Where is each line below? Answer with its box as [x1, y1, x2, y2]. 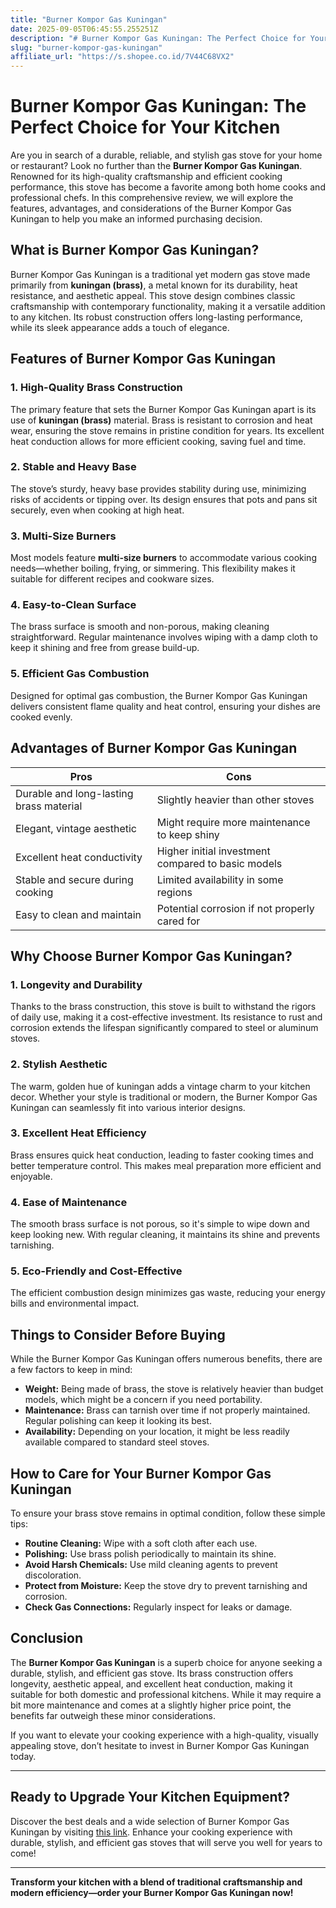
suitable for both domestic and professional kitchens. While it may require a [10, 1688, 322, 1700]
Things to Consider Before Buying [10, 1326, 226, 1343]
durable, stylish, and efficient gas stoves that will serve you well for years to [10, 1836, 323, 1848]
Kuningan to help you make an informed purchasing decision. [10, 213, 263, 225]
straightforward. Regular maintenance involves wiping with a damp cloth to [10, 631, 318, 643]
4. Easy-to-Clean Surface [10, 598, 137, 612]
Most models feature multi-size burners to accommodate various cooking [10, 552, 317, 564]
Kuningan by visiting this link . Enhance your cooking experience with [10, 1826, 293, 1838]
